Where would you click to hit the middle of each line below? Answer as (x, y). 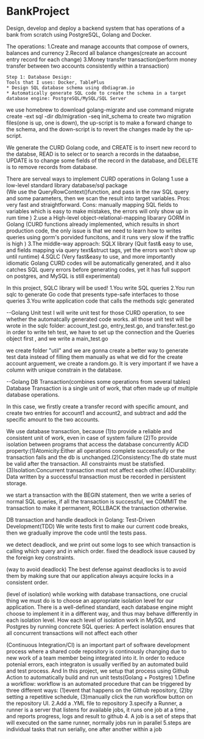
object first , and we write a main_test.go (57, 338)
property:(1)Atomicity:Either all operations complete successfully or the (96, 450)
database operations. (33, 394)
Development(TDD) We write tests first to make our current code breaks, (97, 526)
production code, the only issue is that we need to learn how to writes (94, 231)
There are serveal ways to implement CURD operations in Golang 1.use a (97, 179)
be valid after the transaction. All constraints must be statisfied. (86, 463)
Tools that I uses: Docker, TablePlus (55, 82)
